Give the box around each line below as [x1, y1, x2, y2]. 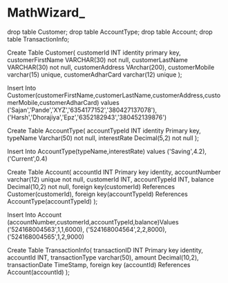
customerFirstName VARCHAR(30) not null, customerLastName [7, 55, 188, 64]
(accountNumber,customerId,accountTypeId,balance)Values [7, 217, 179, 226]
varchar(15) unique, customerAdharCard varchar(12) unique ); [7, 70, 182, 79]
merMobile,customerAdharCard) [7, 98, 99, 106]
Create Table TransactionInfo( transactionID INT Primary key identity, [7, 246, 204, 254]
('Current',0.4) [7, 154, 48, 163]
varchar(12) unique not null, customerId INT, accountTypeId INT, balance [7, 175, 214, 184]
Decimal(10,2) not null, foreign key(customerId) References [7, 182, 175, 191]
